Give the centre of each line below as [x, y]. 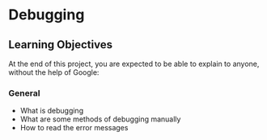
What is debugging [51, 111]
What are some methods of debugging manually [100, 119]
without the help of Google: [54, 72]
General [24, 93]
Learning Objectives [61, 45]
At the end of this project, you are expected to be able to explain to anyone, [134, 64]
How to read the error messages [74, 128]
